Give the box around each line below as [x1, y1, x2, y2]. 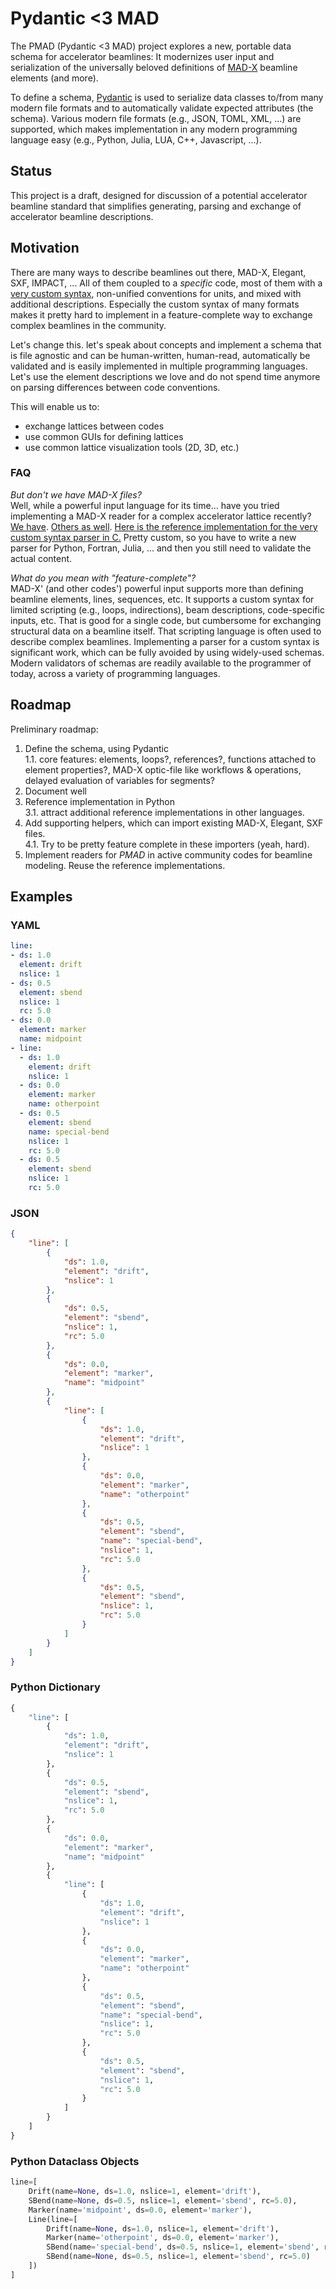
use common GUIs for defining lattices [24, 430, 184, 442]
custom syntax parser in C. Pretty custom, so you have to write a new [10, 531, 297, 543]
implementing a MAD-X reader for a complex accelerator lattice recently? [10, 510, 312, 522]
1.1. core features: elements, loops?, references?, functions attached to [24, 753, 317, 765]
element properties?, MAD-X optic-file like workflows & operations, [24, 763, 302, 776]
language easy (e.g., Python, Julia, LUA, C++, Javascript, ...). [10, 133, 262, 146]
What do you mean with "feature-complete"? [10, 572, 197, 584]
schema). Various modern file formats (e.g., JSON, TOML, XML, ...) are [10, 112, 302, 124]
